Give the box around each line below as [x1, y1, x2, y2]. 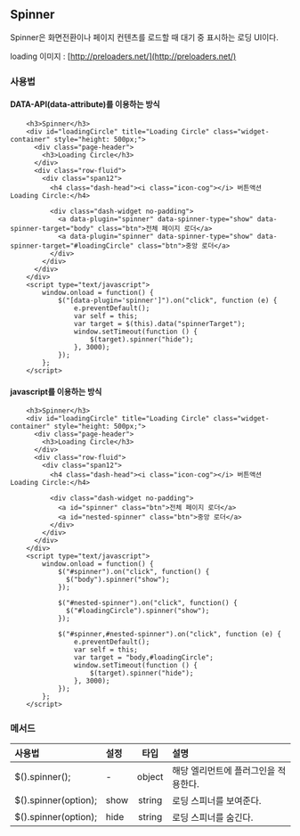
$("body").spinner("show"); [66, 575, 170, 585]
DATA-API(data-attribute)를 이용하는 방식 [10, 99, 160, 110]
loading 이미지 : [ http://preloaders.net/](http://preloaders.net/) [10, 51, 237, 61]
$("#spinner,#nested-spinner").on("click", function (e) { [57, 630, 281, 639]
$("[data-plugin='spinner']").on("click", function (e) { [57, 296, 278, 305]
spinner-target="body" [10, 224, 94, 233]
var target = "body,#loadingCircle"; [73, 653, 215, 662]
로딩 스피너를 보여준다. [172, 795, 262, 807]
